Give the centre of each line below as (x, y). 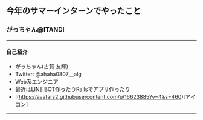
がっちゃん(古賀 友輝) (41, 66)
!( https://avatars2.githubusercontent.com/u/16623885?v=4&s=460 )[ (100, 96)
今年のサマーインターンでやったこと (73, 11)
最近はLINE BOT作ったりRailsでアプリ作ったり (72, 89)
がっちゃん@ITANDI (35, 30)
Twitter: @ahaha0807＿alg (48, 74)
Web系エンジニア (37, 81)
